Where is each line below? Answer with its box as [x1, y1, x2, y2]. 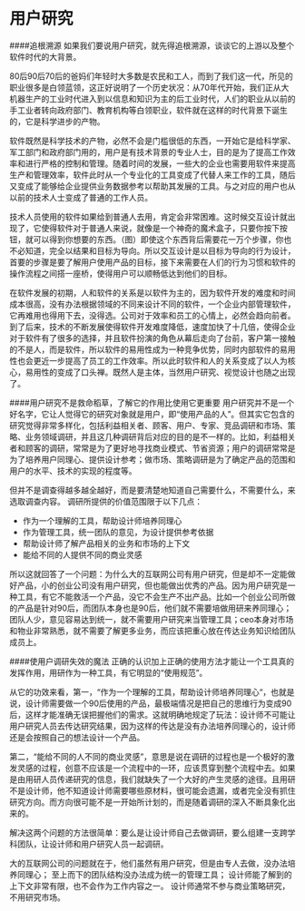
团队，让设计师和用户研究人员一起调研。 [16, 838, 169, 849]
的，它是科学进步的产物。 [9, 115, 105, 127]
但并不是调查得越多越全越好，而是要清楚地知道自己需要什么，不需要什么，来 [9, 485, 296, 495]
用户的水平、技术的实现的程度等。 [9, 465, 137, 476]
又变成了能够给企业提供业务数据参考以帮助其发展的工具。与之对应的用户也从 [9, 181, 296, 191]
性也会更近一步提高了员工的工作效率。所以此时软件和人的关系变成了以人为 [9, 355, 288, 366]
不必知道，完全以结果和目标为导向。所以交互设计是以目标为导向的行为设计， [9, 245, 296, 256]
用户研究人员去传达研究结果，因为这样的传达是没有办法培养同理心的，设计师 [9, 720, 296, 731]
